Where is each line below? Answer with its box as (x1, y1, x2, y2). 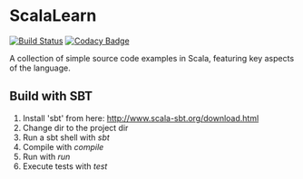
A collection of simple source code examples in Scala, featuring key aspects (9, 52, 295, 63)
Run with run (22, 151, 71, 162)
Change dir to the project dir (22, 122, 129, 133)
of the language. (9, 62, 71, 73)
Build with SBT (9, 89, 93, 104)
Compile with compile (22, 141, 104, 152)
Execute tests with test (22, 160, 108, 172)
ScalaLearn (9, 5, 97, 26)
